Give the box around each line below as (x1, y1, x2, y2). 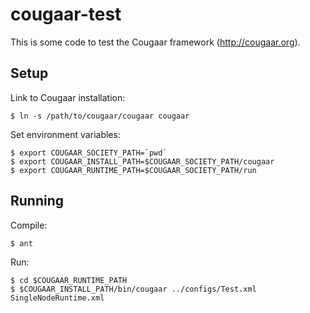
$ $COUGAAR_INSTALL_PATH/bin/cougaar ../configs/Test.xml (10, 284, 257, 294)
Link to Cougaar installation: (10, 91, 126, 103)
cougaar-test (10, 3, 122, 26)
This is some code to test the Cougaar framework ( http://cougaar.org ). (10, 36, 301, 48)
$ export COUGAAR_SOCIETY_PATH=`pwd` (10, 148, 168, 158)
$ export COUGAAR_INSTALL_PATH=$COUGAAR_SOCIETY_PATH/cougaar (10, 156, 275, 167)
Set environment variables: (10, 128, 121, 140)
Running (10, 193, 65, 210)
